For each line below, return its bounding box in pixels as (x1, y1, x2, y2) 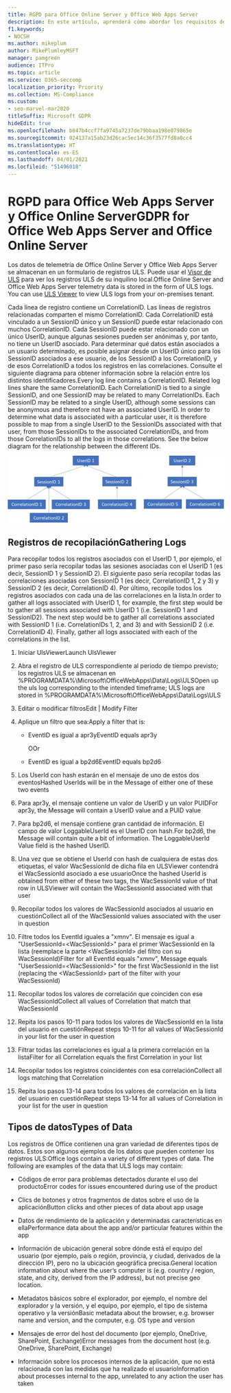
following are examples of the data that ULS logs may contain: (8, 1161, 183, 1169)
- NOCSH (8, 33, 30, 40)
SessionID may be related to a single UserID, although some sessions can (8, 398, 216, 406)
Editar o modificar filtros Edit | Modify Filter (17, 704, 138, 712)
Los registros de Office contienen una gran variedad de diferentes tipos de (8, 1139, 219, 1148)
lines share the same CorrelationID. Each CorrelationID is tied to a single (8, 383, 211, 391)
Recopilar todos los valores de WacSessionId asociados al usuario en (17, 905, 214, 913)
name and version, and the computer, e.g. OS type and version (17, 1316, 195, 1324)
